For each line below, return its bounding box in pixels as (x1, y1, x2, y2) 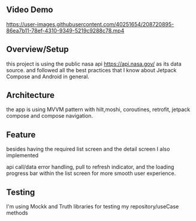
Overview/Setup (6, 44, 69, 54)
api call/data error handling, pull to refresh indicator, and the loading (6, 164, 174, 171)
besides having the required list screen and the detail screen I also (6, 146, 170, 153)
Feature (6, 130, 36, 140)
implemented (6, 152, 39, 159)
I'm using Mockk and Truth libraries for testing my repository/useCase (6, 203, 179, 210)
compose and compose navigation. (6, 112, 94, 119)
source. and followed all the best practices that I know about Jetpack (6, 66, 177, 73)
